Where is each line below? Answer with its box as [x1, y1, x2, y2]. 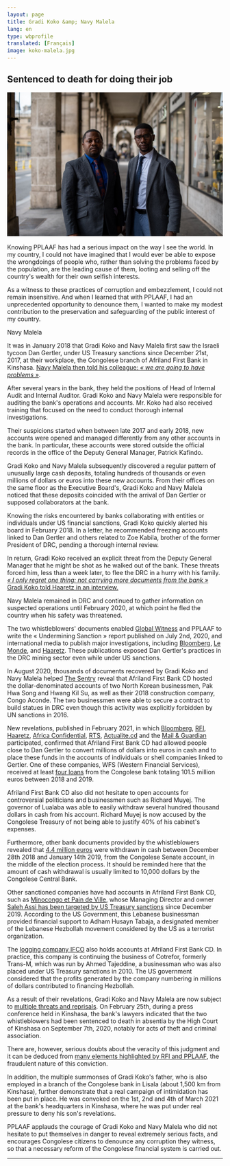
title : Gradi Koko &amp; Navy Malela [7, 18, 115, 25]
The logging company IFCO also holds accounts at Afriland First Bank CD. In [7, 945, 222, 954]
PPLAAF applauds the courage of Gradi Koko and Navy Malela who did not [7, 1123, 218, 1131]
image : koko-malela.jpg [7, 47, 75, 54]
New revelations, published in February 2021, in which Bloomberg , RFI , [7, 724, 207, 732]
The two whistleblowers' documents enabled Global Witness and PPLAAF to [7, 625, 222, 633]
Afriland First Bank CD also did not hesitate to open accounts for [7, 789, 189, 797]
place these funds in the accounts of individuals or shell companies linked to [7, 753, 223, 762]
